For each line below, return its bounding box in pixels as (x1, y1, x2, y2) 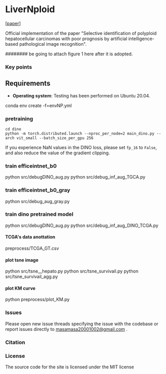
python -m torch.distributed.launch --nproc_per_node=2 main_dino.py (5, 131, 155, 136)
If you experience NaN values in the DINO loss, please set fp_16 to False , (5, 144, 157, 150)
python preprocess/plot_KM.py (5, 296, 70, 302)
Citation (5, 338, 25, 346)
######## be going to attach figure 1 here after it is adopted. (5, 51, 133, 57)
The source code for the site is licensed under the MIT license (5, 364, 134, 370)
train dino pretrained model (5, 211, 74, 218)
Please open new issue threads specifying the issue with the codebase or (5, 321, 159, 327)
